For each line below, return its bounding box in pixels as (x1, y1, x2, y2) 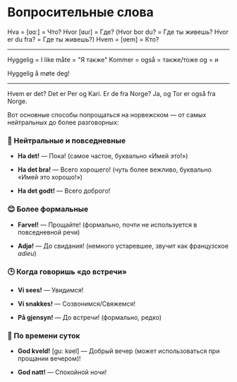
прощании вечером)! (17, 354, 81, 363)
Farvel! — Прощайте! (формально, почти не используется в (17, 220, 197, 229)
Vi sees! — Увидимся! (17, 285, 84, 294)
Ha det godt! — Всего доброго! (17, 186, 111, 195)
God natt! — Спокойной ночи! (17, 368, 107, 376)
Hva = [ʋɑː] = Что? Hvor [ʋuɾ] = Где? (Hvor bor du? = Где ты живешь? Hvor (7, 28, 229, 36)
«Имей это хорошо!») (17, 173, 83, 181)
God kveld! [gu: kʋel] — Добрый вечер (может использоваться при (17, 347, 220, 355)
